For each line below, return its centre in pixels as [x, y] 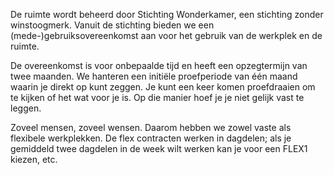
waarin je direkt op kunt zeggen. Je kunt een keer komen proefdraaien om [163, 87]
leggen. [26, 108]
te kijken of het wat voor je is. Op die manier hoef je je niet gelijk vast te [157, 97]
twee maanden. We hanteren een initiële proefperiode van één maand [154, 76]
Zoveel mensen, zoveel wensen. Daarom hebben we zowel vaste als [151, 127]
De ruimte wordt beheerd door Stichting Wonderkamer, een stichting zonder [167, 14]
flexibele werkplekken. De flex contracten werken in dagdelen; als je [151, 138]
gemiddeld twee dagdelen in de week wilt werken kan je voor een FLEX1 [159, 148]
